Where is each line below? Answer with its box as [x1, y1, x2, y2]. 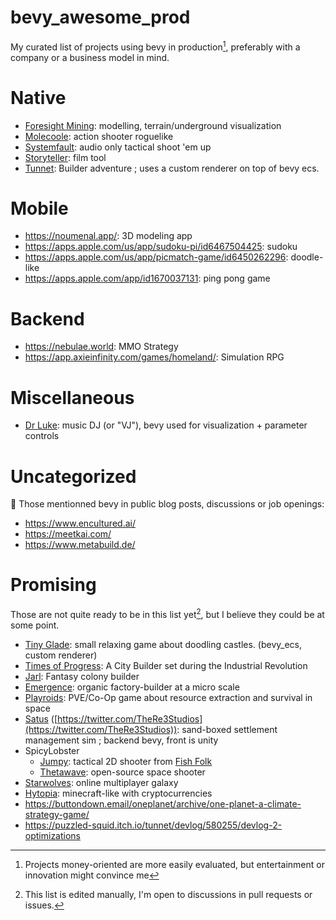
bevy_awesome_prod [10, 6, 191, 29]
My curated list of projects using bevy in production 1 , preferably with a [10, 39, 301, 53]
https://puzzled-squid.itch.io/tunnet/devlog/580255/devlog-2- [24, 819, 283, 831]
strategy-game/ [24, 808, 90, 820]
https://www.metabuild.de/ [24, 539, 136, 551]
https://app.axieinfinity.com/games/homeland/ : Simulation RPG [24, 351, 285, 363]
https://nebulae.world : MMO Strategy [24, 341, 179, 353]
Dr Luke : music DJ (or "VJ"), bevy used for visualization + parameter [24, 419, 308, 431]
